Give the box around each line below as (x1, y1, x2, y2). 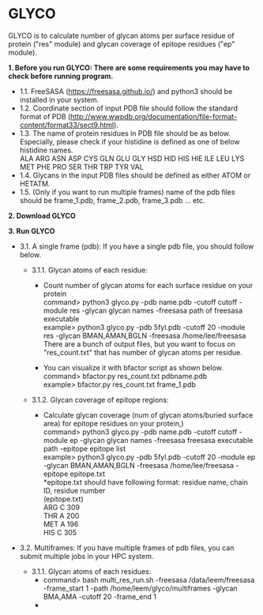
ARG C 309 (43, 502, 81, 512)
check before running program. (8, 71, 114, 81)
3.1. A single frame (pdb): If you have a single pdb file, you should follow (19, 242, 254, 251)
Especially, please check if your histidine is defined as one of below (19, 137, 240, 146)
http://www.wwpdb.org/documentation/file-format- (70, 111, 238, 121)
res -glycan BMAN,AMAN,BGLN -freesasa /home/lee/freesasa (43, 331, 246, 340)
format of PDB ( (19, 111, 71, 121)
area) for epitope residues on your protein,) (43, 418, 184, 428)
